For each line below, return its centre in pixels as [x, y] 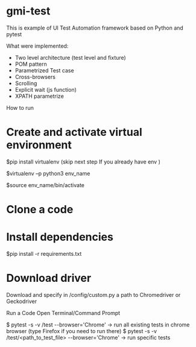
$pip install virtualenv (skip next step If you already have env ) [84, 162]
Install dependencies [60, 237]
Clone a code [40, 210]
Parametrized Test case [44, 70]
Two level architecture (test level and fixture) [71, 57]
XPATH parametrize [40, 96]
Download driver [49, 278]
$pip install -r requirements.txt [44, 254]
